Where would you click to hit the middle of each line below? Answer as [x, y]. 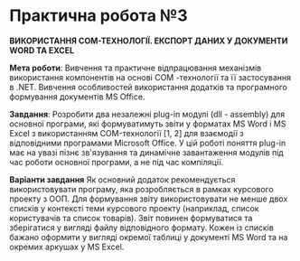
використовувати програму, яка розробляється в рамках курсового [141, 189]
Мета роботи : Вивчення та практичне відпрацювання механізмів [136, 68]
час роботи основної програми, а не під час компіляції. [117, 162]
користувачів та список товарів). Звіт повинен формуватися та [131, 218]
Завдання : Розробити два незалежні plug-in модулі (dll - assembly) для [147, 114]
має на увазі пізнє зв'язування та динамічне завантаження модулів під [147, 152]
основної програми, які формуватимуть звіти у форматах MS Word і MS [148, 124]
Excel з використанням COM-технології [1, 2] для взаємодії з [127, 133]
